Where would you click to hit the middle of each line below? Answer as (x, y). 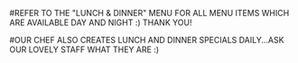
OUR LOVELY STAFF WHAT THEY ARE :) (84, 49)
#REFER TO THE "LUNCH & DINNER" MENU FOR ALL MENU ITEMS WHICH (149, 13)
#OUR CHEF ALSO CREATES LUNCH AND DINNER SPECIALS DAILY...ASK (147, 40)
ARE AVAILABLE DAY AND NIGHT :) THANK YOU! (101, 22)
